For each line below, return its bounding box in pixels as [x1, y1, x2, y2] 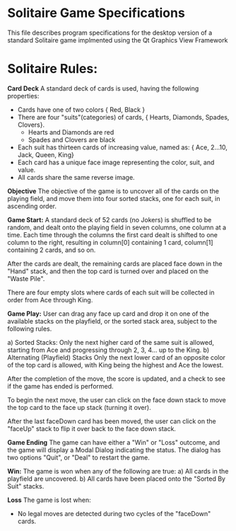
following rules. [7, 324, 52, 333]
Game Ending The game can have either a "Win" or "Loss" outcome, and [7, 438, 220, 447]
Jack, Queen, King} [17, 150, 74, 159]
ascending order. [7, 202, 57, 210]
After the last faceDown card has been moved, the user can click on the [7, 416, 217, 426]
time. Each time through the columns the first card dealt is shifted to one [7, 230, 218, 239]
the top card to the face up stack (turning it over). [7, 403, 151, 411]
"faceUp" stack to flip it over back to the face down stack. [7, 424, 177, 433]
